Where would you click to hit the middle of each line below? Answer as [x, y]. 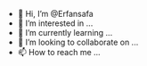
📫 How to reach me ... [59, 52]
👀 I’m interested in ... [55, 23]
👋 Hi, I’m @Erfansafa [55, 14]
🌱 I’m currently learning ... [65, 33]
